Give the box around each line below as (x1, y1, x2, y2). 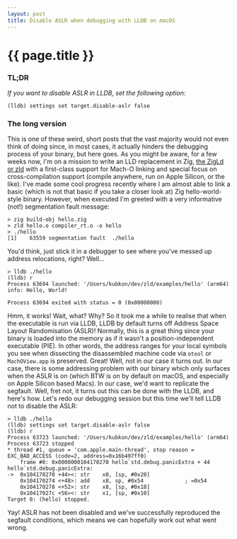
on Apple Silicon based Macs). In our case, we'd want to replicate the (7, 379, 210, 388)
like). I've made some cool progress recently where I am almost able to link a (7, 180, 231, 188)
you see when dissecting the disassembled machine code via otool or (7, 349, 212, 358)
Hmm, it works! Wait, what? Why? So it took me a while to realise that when (7, 312, 226, 320)
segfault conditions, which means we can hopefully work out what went (7, 516, 217, 524)
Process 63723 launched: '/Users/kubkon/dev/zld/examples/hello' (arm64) (7, 434, 230, 441)
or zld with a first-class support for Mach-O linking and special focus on (7, 165, 217, 173)
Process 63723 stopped (7, 440, 74, 448)
